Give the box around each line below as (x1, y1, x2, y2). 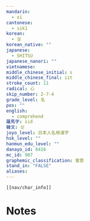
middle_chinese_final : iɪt (6, 75, 73, 81)
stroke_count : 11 (6, 81, 49, 87)
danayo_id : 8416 (6, 146, 46, 152)
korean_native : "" (6, 42, 52, 48)
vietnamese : (6, 63, 36, 70)
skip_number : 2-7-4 (6, 91, 54, 97)
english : (6, 108, 28, 114)
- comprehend (11, 113, 44, 119)
